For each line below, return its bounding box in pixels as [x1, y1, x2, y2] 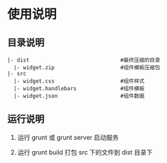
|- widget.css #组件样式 [13, 78, 145, 85]
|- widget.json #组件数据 [13, 92, 145, 99]
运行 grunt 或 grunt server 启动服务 [17, 133, 119, 141]
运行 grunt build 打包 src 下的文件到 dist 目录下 [17, 148, 153, 156]
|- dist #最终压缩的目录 [7, 57, 161, 64]
